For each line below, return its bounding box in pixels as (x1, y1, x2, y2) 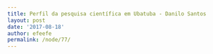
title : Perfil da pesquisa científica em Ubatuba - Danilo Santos (7, 10, 207, 18)
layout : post (7, 17, 46, 24)
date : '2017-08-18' (7, 23, 65, 30)
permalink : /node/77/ (7, 36, 71, 43)
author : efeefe (7, 29, 52, 37)
